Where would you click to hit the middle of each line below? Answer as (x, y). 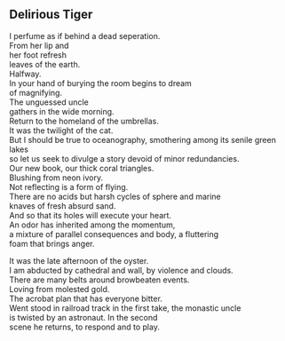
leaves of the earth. (45, 64)
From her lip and (39, 45)
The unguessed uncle (49, 102)
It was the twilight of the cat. (61, 130)
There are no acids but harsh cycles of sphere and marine (115, 196)
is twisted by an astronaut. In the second (83, 317)
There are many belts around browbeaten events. (99, 280)
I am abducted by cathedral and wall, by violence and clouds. (121, 270)
